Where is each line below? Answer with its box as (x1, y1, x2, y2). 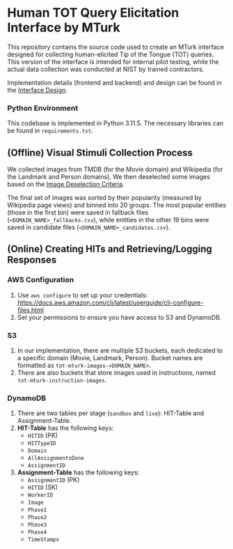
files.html (17, 305, 44, 314)
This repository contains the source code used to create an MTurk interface (7, 42, 225, 51)
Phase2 (27, 514, 47, 521)
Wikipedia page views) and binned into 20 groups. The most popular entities (7, 201, 227, 210)
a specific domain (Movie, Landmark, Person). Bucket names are (17, 354, 203, 362)
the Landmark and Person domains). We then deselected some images (7, 173, 211, 181)
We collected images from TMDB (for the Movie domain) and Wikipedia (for (7, 165, 224, 173)
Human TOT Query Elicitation (7, 5, 179, 21)
